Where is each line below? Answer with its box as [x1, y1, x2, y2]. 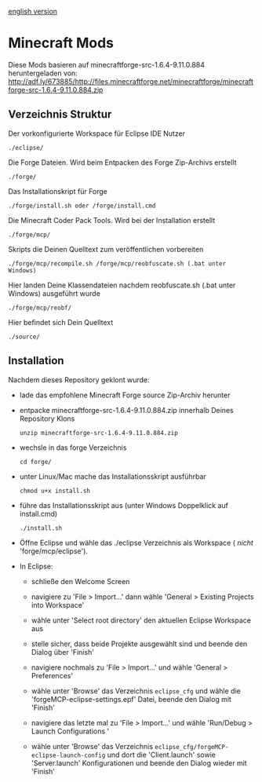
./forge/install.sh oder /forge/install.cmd [8, 202, 156, 210]
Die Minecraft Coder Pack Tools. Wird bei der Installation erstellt [8, 215, 216, 225]
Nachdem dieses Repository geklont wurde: [8, 375, 151, 384]
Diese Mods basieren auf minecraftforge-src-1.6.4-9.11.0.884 [8, 60, 206, 69]
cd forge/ [19, 458, 53, 466]
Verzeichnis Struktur [8, 108, 112, 121]
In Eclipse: [19, 561, 53, 571]
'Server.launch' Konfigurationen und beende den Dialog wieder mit [31, 758, 247, 768]
